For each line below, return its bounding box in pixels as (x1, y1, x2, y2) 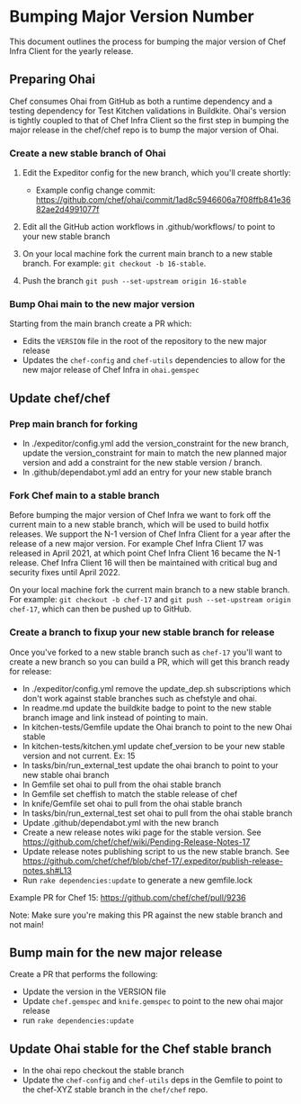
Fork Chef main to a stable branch (9, 489, 160, 502)
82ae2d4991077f (35, 204, 100, 215)
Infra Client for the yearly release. (9, 45, 134, 56)
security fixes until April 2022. (9, 567, 121, 578)
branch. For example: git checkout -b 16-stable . (22, 258, 207, 269)
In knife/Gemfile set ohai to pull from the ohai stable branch (22, 798, 243, 809)
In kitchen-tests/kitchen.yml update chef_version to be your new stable (22, 740, 286, 751)
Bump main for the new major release (9, 946, 223, 961)
